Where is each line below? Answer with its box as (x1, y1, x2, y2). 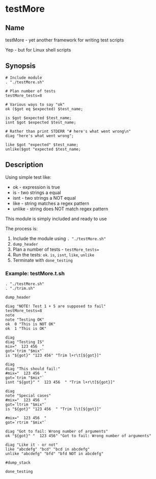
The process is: (5, 225, 38, 231)
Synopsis (5, 62, 36, 70)
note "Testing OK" (5, 317, 44, 322)
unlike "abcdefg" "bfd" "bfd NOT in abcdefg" (5, 451, 103, 456)
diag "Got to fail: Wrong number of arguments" (5, 428, 109, 434)
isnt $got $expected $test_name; (5, 119, 76, 125)
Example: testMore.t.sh (5, 270, 65, 277)
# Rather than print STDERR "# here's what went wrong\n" (5, 129, 131, 134)
